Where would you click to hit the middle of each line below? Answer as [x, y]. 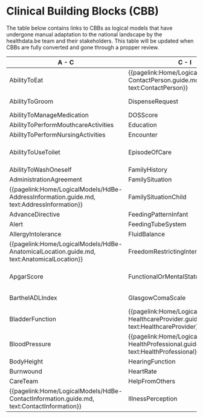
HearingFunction [152, 361]
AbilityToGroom [31, 101]
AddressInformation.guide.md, [52, 197]
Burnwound [26, 371]
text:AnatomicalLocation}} [46, 259]
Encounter [143, 135]
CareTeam [24, 381]
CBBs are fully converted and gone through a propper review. [83, 47]
